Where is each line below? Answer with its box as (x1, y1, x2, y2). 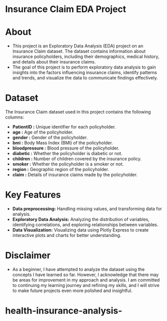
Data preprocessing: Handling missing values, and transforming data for (12, 206, 162, 211)
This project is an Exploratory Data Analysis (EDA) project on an (12, 43, 144, 49)
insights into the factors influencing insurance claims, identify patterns (12, 69, 158, 75)
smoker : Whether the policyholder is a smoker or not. (12, 161, 124, 167)
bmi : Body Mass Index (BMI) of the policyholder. (12, 140, 113, 146)
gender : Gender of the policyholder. (12, 134, 88, 140)
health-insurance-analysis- (5, 305, 123, 316)
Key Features (5, 189, 61, 200)
